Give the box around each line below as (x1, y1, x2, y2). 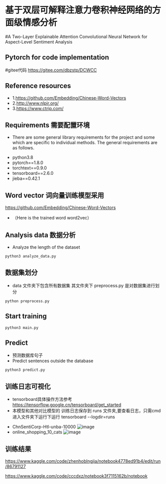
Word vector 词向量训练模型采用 (5, 191, 104, 200)
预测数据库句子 (12, 352, 43, 358)
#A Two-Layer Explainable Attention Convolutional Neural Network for (5, 33, 148, 40)
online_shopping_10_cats (12, 429, 63, 435)
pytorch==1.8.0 (12, 160, 43, 166)
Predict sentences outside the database (12, 358, 94, 364)
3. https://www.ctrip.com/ (12, 105, 64, 111)
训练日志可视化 (5, 382, 51, 390)
